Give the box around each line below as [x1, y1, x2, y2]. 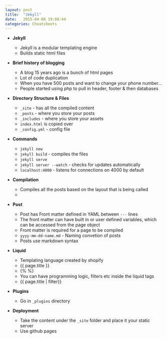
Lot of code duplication [20, 75, 68, 81]
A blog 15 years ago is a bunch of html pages [20, 70, 113, 76]
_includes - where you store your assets [20, 116, 104, 122]
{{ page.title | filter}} [20, 279, 62, 285]
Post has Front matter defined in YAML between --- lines [20, 211, 138, 217]
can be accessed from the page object [20, 222, 100, 228]
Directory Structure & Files [12, 95, 69, 101]
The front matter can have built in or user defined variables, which [20, 217, 157, 223]
